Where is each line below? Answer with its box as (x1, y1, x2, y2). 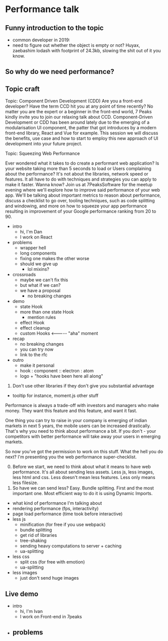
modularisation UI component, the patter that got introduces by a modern (5, 125, 157, 131)
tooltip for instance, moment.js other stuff (12, 392, 99, 398)
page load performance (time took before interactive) (12, 511, 123, 517)
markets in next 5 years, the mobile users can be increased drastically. (5, 423, 151, 429)
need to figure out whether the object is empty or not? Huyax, (12, 42, 140, 48)
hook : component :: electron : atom (20, 368, 94, 374)
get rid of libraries (20, 532, 57, 538)
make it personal (20, 362, 55, 368)
